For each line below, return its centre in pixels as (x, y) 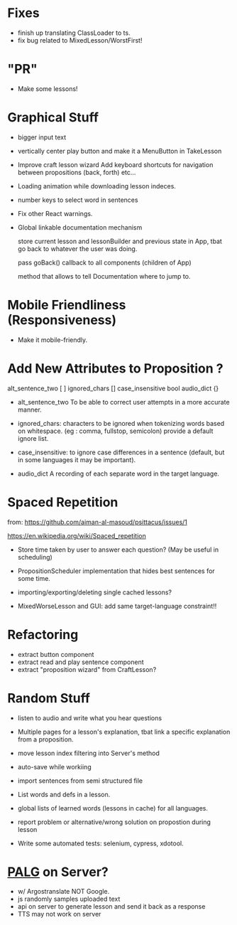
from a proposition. (45, 739)
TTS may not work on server (59, 914)
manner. (30, 410)
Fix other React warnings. (55, 213)
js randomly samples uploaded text (69, 899)
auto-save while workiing (54, 766)
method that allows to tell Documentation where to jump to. (104, 276)
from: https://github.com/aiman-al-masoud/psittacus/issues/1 (98, 522)
